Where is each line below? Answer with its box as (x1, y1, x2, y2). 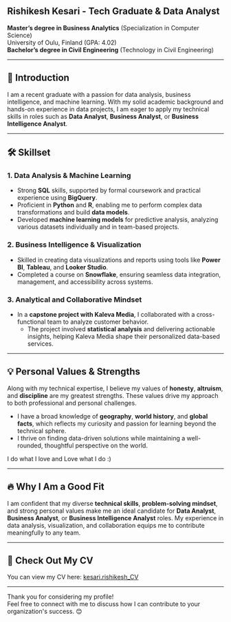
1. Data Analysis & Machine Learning (7, 170, 131, 180)
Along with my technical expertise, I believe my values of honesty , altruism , (7, 384, 223, 392)
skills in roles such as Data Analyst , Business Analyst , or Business (7, 112, 199, 120)
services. (27, 340, 54, 348)
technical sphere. (16, 426, 67, 435)
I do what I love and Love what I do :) (7, 454, 111, 463)
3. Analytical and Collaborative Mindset (7, 295, 142, 304)
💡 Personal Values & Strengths (7, 366, 141, 377)
